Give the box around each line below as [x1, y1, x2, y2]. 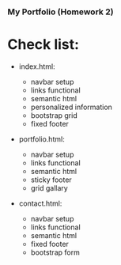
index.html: [18, 62, 56, 71]
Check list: [7, 36, 80, 54]
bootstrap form [30, 248, 80, 257]
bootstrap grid [30, 110, 78, 120]
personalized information [30, 102, 112, 112]
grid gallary [30, 183, 68, 192]
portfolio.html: [18, 134, 65, 144]
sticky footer [30, 175, 72, 184]
